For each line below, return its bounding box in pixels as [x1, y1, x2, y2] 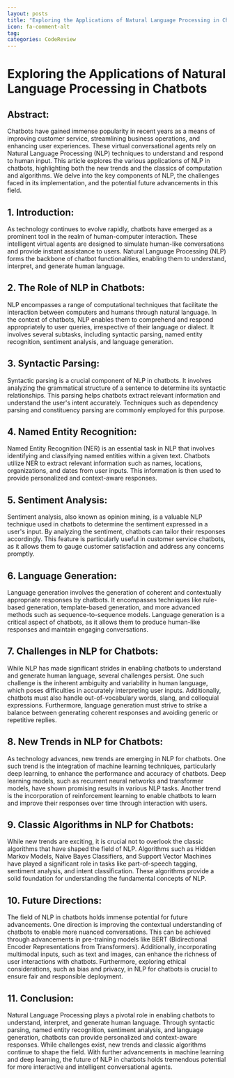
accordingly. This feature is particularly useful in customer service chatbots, [7, 535, 226, 543]
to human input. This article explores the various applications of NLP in [7, 157, 210, 165]
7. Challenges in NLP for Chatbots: [7, 646, 159, 657]
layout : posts [7, 10, 49, 17]
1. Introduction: [7, 206, 75, 218]
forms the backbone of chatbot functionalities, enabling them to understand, [7, 254, 226, 263]
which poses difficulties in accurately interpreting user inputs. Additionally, [7, 686, 221, 694]
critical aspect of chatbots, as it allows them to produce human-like [7, 618, 201, 626]
